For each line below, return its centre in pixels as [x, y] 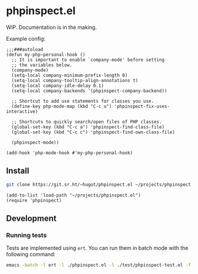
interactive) [22, 111]
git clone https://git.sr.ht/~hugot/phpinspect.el [70, 184]
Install [18, 171]
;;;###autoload [25, 49]
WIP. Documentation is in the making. [52, 27]
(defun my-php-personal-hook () [46, 54]
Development [32, 219]
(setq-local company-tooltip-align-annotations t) [75, 80]
